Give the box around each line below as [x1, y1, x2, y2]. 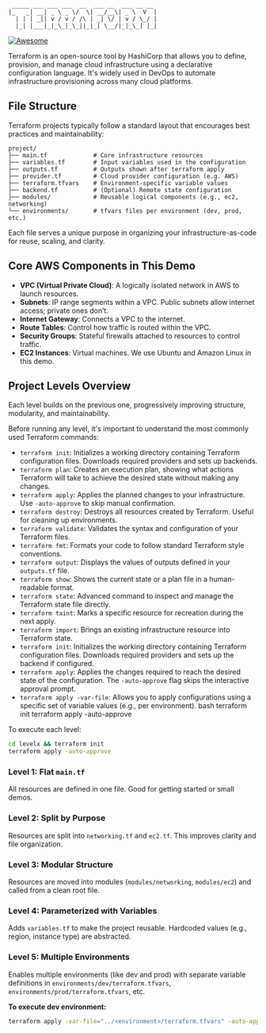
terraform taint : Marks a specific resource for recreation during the [19, 608, 244, 618]
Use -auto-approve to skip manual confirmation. [19, 499, 176, 508]
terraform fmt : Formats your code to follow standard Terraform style [19, 541, 245, 550]
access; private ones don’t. [19, 306, 108, 315]
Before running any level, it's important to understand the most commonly [8, 424, 249, 434]
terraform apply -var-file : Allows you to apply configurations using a [19, 692, 252, 702]
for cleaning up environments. [19, 515, 118, 525]
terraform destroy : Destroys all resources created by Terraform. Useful [19, 507, 254, 517]
